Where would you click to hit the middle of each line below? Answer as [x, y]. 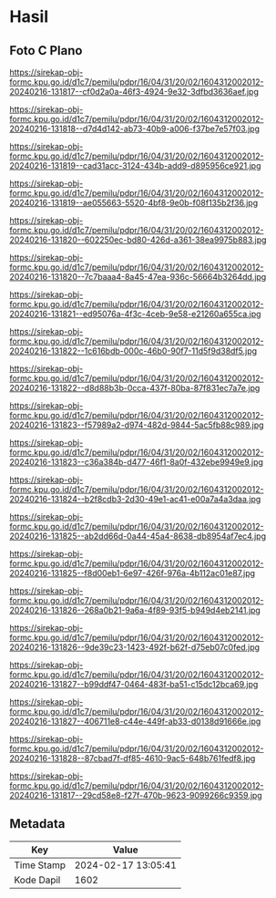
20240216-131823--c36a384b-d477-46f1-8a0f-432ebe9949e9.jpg [137, 462]
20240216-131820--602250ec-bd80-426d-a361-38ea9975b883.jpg [138, 240]
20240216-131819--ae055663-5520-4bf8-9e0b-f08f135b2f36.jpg [134, 203]
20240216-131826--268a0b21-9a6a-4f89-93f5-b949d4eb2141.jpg [135, 610]
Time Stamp [40, 865]
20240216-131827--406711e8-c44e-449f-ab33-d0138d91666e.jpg [135, 721]
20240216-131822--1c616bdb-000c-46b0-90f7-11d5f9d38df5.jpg [133, 351]
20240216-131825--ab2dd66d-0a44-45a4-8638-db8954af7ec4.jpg [138, 536]
